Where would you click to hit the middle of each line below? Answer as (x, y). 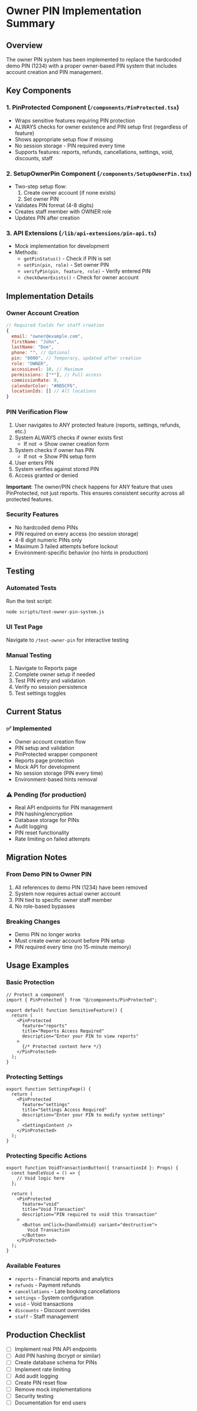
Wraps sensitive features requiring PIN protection (75, 120)
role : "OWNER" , (30, 364)
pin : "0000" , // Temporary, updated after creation (77, 358)
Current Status (34, 712)
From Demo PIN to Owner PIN (49, 874)
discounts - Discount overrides (52, 1310)
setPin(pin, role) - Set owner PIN (66, 265)
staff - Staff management (46, 1316)
